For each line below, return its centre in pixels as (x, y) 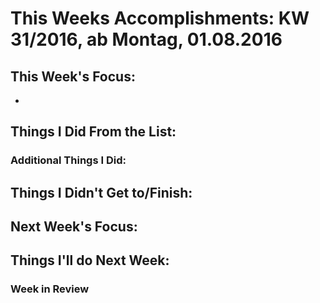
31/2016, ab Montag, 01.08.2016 (146, 39)
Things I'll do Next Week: (90, 260)
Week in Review (50, 289)
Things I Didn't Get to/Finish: (101, 192)
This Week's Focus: (73, 76)
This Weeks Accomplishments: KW (160, 18)
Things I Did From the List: (93, 132)
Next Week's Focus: (74, 227)
